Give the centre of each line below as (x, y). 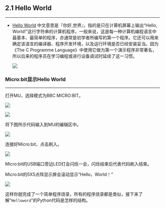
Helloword (21, 201)
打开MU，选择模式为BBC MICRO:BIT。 (44, 96)
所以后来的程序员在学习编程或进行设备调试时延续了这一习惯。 (75, 56)
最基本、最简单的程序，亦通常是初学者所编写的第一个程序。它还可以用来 (85, 37)
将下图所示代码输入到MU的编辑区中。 (43, 125)
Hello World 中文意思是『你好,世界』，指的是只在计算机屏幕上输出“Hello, (85, 25)
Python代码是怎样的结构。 (64, 200)
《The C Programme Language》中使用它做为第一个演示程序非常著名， (84, 50)
